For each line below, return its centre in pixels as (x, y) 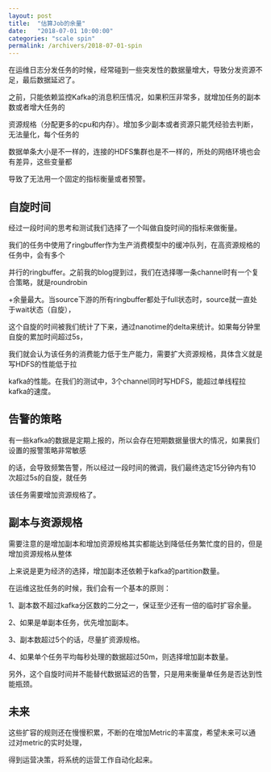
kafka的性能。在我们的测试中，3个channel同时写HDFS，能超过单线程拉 (127, 381)
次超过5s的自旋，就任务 (48, 477)
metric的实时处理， (54, 743)
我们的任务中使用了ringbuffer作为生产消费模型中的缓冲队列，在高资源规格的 (134, 245)
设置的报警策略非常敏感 (47, 450)
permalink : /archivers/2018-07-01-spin (75, 46)
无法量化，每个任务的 (44, 135)
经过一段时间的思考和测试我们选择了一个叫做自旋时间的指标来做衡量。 (125, 228)
